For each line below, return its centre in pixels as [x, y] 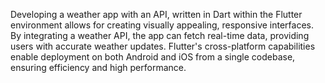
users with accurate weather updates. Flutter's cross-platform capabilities [163, 46]
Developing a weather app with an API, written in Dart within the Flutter [156, 14]
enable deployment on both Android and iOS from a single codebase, [153, 57]
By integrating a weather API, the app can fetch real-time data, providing [160, 35]
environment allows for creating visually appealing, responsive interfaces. [162, 25]
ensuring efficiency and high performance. [98, 67]
